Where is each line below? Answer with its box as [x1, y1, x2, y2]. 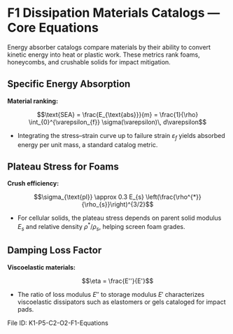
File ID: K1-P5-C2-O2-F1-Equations [7, 319, 108, 327]
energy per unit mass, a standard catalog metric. [17, 140, 158, 148]
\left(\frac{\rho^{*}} [146, 193, 202, 201]
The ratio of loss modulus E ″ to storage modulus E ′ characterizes [17, 290, 205, 298]
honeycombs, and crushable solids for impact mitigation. [7, 57, 171, 66]
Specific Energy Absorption [7, 78, 131, 90]
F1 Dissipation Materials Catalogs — [7, 5, 220, 21]
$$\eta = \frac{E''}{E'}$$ [81, 277, 154, 285]
